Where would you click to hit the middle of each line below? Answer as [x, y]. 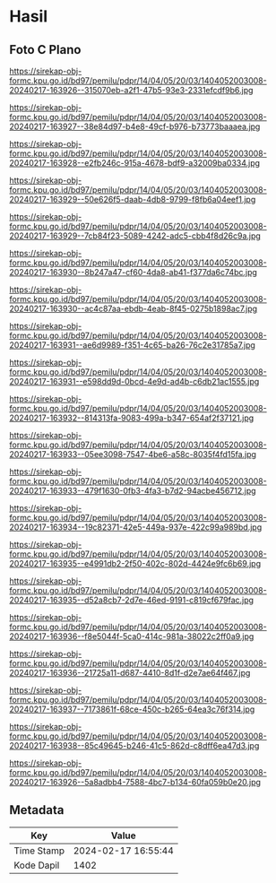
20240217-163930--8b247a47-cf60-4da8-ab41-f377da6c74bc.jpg [134, 272]
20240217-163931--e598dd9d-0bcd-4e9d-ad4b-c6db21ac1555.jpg [134, 381]
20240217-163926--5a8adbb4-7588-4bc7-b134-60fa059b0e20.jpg [135, 782]
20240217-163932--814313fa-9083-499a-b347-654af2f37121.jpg [132, 418]
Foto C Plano [45, 50]
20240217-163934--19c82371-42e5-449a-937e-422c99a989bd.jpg [136, 527]
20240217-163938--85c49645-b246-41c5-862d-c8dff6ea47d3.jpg [134, 745]
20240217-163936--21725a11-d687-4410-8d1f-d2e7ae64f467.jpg [130, 673]
